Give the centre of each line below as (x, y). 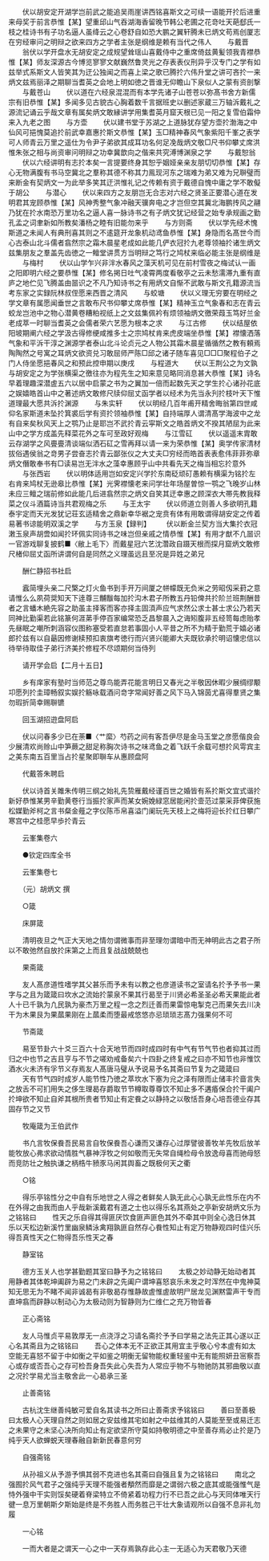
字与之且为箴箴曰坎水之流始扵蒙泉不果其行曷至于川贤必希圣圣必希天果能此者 (134, 994)
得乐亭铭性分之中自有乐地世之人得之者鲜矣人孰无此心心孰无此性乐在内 (138, 1197)
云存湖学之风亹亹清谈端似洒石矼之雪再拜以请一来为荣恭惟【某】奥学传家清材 (134, 443)
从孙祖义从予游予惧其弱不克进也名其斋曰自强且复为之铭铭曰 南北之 (139, 1474)
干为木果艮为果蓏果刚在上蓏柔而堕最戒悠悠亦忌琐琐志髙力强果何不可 (120, 1015)
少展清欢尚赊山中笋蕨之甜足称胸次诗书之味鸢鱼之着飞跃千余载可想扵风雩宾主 (134, 746)
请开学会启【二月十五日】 (64, 665)
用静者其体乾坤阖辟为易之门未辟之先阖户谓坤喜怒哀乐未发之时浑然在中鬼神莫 (134, 1282)
